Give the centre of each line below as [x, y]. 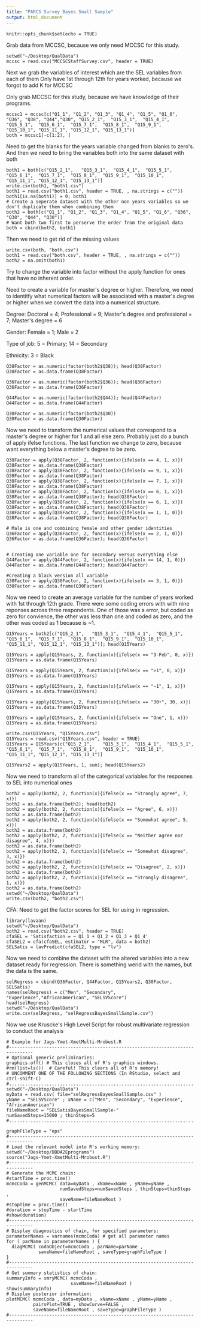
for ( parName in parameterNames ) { [53, 1241]
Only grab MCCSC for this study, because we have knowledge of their [93, 97]
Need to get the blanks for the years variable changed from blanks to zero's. [100, 146]
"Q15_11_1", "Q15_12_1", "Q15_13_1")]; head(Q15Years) [76, 644]
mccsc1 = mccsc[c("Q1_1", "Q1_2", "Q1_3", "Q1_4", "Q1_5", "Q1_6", [92, 114]
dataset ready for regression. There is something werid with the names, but [99, 964]
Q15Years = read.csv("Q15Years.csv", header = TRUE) [73, 739]
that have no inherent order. [40, 278]
